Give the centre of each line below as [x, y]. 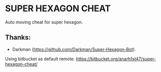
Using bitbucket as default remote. [40, 59]
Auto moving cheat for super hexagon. [44, 22]
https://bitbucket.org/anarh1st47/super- [116, 59]
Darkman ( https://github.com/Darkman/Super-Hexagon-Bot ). [74, 49]
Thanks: [18, 37]
